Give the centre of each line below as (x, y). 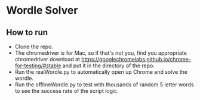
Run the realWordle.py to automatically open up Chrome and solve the (101, 72)
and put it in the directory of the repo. (109, 65)
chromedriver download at (47, 59)
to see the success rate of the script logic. (67, 91)
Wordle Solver (42, 10)
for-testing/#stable (38, 65)
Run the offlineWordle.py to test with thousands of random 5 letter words (104, 85)
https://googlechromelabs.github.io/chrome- (136, 59)
